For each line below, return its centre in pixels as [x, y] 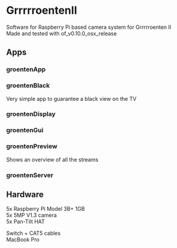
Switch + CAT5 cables [33, 233]
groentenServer [30, 175]
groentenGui [25, 130]
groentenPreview [32, 147]
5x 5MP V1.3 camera [31, 215]
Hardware [25, 195]
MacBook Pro [23, 240]
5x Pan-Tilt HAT [25, 222]
